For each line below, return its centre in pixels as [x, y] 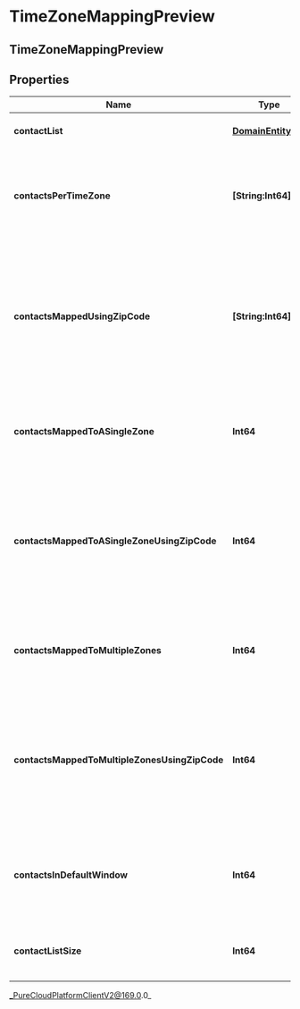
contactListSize [48, 951]
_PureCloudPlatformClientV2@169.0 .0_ [80, 996]
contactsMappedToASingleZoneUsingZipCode [115, 541]
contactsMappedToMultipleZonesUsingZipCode [119, 760]
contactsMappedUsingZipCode [82, 316]
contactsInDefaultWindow [71, 875]
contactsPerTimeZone [62, 196]
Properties [39, 79]
